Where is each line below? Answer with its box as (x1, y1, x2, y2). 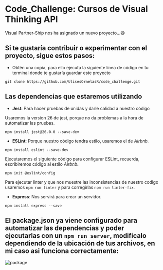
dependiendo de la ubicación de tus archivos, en (5, 239, 155, 247)
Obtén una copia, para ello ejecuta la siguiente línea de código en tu (12, 64, 149, 70)
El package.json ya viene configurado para (5, 216, 138, 225)
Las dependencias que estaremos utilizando (5, 93, 142, 101)
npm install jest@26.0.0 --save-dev (5, 129, 79, 135)
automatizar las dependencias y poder (5, 224, 125, 232)
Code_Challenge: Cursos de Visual (5, 3, 148, 15)
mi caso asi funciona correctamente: (5, 247, 119, 255)
